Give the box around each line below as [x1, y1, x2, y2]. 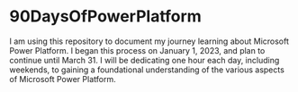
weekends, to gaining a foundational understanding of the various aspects [9, 64, 285, 75]
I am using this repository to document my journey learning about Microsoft [9, 36, 290, 46]
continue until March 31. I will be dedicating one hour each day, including [9, 54, 280, 65]
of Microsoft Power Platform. [9, 73, 116, 84]
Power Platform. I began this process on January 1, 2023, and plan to [9, 45, 266, 55]
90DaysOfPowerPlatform [9, 6, 203, 27]
